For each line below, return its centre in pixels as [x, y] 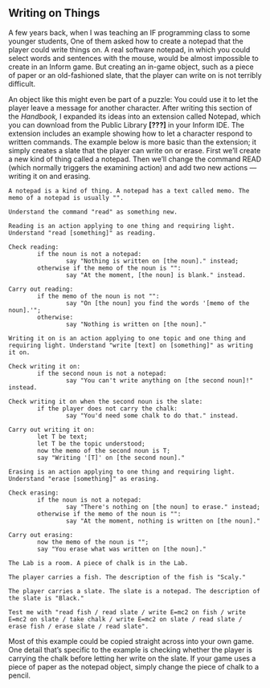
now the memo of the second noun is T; [104, 450]
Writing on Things [54, 13]
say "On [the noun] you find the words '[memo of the [157, 303]
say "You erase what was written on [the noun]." [122, 549]
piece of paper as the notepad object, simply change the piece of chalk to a [134, 666]
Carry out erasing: [41, 535]
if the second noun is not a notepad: [102, 373]
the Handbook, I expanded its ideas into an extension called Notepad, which [135, 116]
